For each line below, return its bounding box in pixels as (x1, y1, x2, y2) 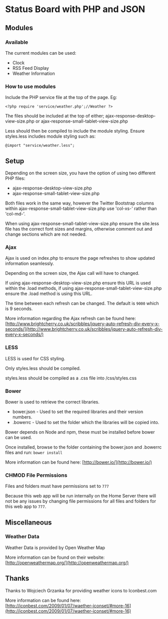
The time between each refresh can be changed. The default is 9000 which (5, 300, 159, 306)
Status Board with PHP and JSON (5, 4, 145, 15)
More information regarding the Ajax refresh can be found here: (5, 316, 136, 322)
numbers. (12, 414, 32, 420)
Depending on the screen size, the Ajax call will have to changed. (5, 270, 139, 276)
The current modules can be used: (5, 50, 76, 56)
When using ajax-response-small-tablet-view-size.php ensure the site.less (5, 220, 159, 227)
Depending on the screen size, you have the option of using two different (5, 170, 156, 176)
